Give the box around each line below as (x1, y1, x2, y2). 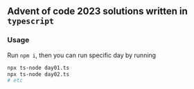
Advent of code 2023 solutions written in (7, 6, 188, 17)
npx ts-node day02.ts (7, 70, 70, 78)
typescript (7, 17, 54, 26)
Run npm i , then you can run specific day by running (7, 51, 157, 59)
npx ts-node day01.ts (7, 64, 70, 71)
